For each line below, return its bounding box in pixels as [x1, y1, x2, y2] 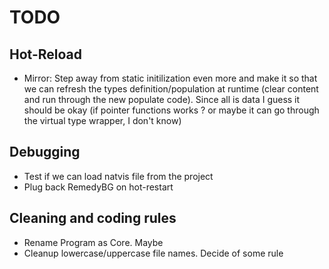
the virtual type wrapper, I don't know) [23, 115, 182, 126]
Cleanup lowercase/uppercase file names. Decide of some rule [23, 247, 284, 259]
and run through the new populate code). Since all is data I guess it [23, 94, 301, 105]
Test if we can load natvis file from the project [23, 170, 214, 182]
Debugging [9, 144, 81, 161]
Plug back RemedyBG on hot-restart [23, 181, 174, 193]
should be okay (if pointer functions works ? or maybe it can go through [23, 104, 320, 116]
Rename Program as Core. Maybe [23, 236, 164, 248]
